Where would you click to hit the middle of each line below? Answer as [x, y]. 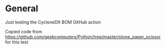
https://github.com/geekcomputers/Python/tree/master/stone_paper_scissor [83, 37]
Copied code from [24, 31]
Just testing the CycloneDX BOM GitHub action [53, 22]
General [22, 9]
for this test [17, 42]
